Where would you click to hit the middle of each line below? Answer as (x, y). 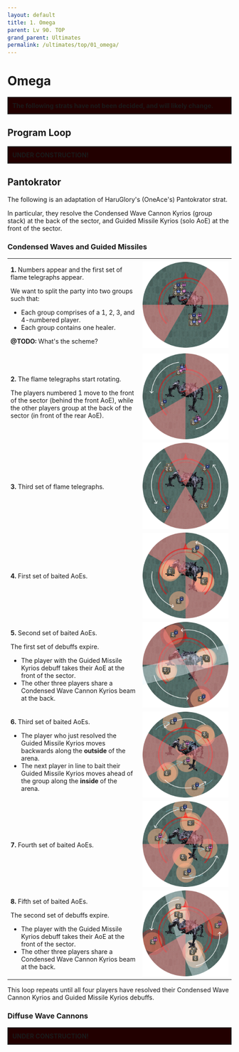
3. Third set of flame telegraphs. (57, 487)
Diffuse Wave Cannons (48, 1016)
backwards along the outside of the (73, 751)
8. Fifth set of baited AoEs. (49, 902)
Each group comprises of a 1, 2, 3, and (78, 312)
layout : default (31, 15)
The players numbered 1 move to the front (72, 393)
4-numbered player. (51, 319)
